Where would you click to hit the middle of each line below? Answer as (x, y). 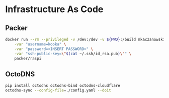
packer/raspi (28, 58)
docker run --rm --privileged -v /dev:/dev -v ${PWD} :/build (71, 39)
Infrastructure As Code (54, 9)
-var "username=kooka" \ (40, 44)
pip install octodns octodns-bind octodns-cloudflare (63, 86)
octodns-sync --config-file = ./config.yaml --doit (58, 90)
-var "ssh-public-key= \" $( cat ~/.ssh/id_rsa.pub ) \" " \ (73, 54)
